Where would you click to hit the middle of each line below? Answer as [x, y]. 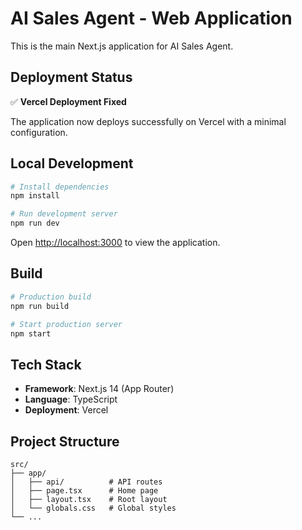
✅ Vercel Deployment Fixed [68, 101]
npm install [35, 196]
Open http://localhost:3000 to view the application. [115, 243]
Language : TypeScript [71, 399]
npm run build [40, 306]
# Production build [51, 297]
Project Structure [65, 441]
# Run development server [64, 214]
